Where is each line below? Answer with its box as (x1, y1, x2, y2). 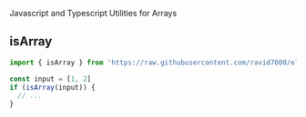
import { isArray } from (9, 58, 104, 67)
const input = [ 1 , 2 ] (9, 74, 92, 83)
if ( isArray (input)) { (9, 83, 96, 92)
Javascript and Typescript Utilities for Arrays (9, 8, 178, 18)
